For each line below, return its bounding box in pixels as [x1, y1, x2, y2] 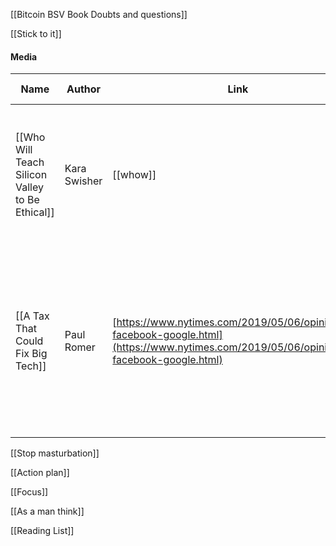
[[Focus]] [10, 486, 49, 498]
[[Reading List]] [10, 525, 75, 537]
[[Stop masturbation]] [10, 447, 100, 459]
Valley [15, 180, 44, 194]
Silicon [15, 168, 48, 182]
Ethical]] [15, 205, 55, 219]
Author [66, 82, 102, 96]
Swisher [64, 174, 103, 188]
